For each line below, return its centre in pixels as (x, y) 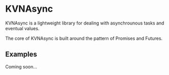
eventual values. (22, 28)
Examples (21, 54)
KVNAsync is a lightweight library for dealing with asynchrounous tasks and (85, 23)
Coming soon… (21, 66)
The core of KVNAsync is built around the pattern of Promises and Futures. (84, 38)
